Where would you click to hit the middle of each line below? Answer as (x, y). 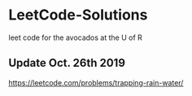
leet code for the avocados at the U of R (75, 37)
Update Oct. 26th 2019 (67, 63)
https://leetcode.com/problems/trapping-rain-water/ (96, 82)
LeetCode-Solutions (78, 15)
